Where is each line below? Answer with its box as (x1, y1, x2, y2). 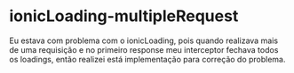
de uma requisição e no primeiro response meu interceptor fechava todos (9, 44, 279, 55)
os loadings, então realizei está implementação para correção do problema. (9, 54, 286, 64)
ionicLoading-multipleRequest (9, 6, 239, 26)
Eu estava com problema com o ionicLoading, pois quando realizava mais (9, 35, 278, 46)
